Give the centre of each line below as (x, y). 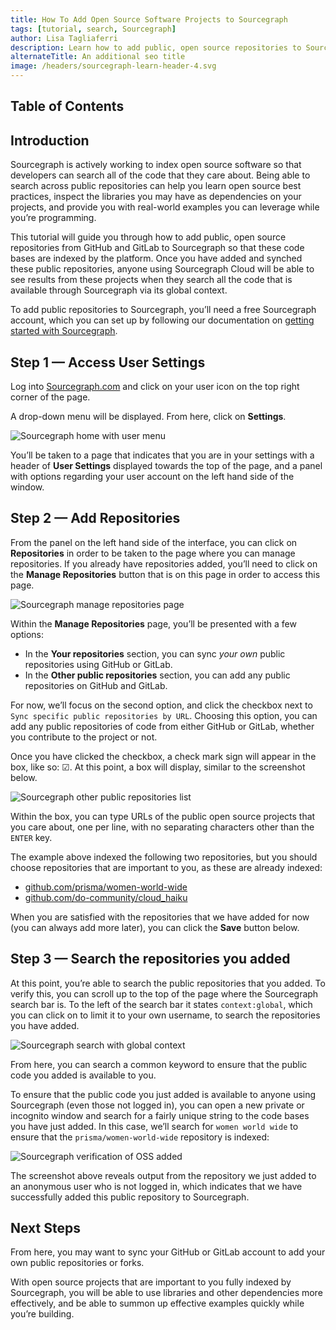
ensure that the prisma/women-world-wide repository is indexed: (140, 1137)
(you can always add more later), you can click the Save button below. (155, 927)
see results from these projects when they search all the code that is (151, 280)
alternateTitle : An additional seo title (98, 57)
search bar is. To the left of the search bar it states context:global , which (161, 1004)
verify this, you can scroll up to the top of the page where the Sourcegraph (164, 993)
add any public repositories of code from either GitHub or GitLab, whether (162, 726)
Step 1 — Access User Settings (108, 362)
